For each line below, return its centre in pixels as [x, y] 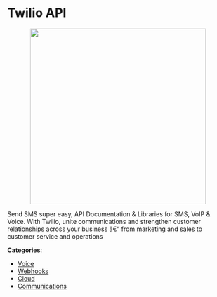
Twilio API [37, 13]
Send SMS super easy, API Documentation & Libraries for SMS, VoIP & [109, 214]
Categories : [25, 250]
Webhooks [33, 271]
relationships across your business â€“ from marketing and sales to [105, 229]
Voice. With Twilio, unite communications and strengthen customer [104, 221]
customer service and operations [55, 236]
